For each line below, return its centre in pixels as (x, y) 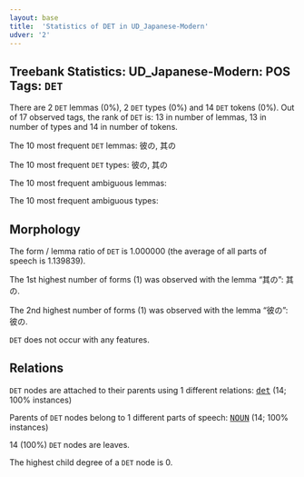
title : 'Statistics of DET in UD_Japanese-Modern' (109, 26)
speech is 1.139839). (48, 261)
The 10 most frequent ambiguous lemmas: (88, 184)
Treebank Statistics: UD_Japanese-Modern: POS (150, 71)
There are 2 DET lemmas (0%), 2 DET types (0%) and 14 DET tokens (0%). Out (152, 108)
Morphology (45, 229)
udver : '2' (30, 35)
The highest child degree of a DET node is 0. (91, 462)
